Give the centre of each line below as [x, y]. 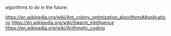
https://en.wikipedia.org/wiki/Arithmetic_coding [55, 28]
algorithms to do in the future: [36, 7]
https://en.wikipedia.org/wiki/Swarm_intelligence [63, 23]
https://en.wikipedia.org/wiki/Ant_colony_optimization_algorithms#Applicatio [86, 17]
